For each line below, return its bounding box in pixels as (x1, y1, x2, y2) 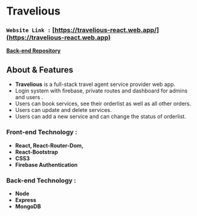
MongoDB (15, 203, 41, 210)
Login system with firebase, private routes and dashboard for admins (15, 87, 188, 94)
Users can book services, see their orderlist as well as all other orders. (15, 100, 192, 107)
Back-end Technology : (6, 176, 76, 185)
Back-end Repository (6, 47, 61, 54)
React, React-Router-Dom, (15, 142, 84, 149)
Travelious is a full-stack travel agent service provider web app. (15, 80, 176, 88)
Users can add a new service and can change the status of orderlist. (15, 113, 187, 120)
